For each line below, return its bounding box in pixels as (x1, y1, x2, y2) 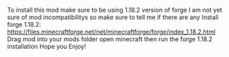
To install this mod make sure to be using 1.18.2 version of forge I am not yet (7, 6, 223, 14)
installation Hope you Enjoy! (7, 43, 86, 50)
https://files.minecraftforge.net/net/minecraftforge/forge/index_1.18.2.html (7, 27, 216, 36)
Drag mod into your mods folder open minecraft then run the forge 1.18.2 (7, 35, 212, 43)
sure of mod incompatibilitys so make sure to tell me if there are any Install (7, 13, 219, 21)
